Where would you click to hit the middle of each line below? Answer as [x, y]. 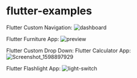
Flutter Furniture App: [33, 39]
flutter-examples [49, 11]
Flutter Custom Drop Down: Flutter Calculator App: [68, 50]
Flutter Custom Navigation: [39, 27]
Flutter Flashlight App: [34, 68]
